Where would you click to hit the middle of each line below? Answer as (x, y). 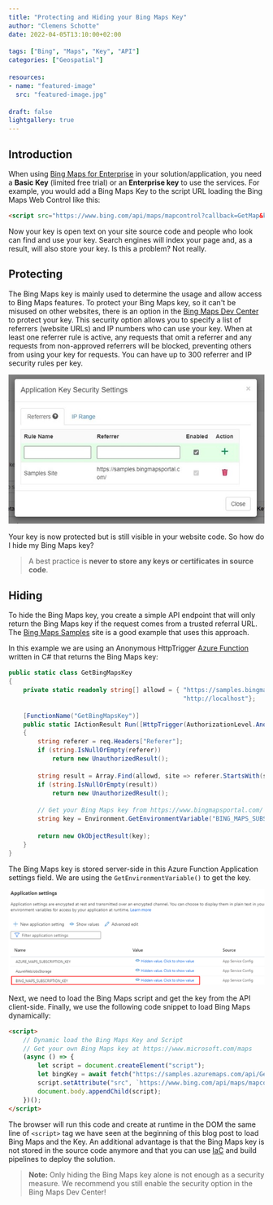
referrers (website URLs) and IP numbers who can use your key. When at (130, 328)
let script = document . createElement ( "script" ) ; (121, 1066)
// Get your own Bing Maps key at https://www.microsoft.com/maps (138, 1049)
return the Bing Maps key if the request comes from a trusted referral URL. (133, 624)
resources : (27, 77)
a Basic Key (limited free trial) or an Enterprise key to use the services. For (134, 182)
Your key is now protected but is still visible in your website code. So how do (136, 537)
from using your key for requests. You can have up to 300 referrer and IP (130, 354)
